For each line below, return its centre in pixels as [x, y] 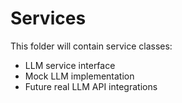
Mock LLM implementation [79, 76]
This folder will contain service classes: [91, 46]
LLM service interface [70, 65]
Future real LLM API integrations [91, 86]
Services [48, 18]
